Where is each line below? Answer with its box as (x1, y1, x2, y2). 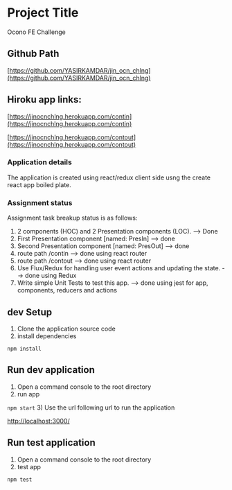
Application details (7, 157, 73, 167)
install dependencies (17, 331, 77, 340)
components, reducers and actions (17, 286, 118, 295)
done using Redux (25, 272, 77, 280)
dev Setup (7, 306, 53, 318)
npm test (7, 476, 33, 483)
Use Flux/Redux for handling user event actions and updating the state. (17, 264, 221, 272)
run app (17, 390, 40, 398)
